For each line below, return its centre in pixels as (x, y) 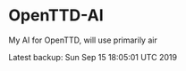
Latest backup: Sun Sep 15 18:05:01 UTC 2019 (93, 57)
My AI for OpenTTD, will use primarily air (83, 40)
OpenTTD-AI (56, 16)
